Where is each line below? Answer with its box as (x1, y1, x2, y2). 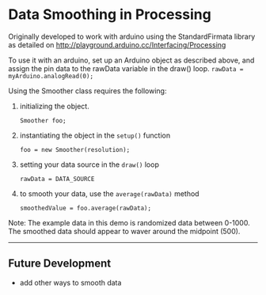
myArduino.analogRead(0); (8, 72, 93, 80)
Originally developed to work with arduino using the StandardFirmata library (8, 32, 256, 41)
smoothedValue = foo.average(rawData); (19, 204, 152, 212)
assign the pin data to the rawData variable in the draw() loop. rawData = (8, 63, 244, 73)
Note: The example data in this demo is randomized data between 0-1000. (8, 217, 251, 227)
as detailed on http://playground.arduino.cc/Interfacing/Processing (8, 40, 226, 49)
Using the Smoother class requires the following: (8, 85, 167, 96)
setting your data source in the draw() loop (19, 160, 160, 169)
